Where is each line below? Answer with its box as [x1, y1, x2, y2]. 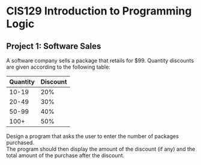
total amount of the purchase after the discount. [6, 152, 125, 159]
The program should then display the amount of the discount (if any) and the [6, 146, 196, 152]
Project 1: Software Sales [6, 41, 101, 51]
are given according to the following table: [6, 63, 111, 70]
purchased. [6, 139, 35, 146]
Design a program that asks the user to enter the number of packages [6, 132, 179, 140]
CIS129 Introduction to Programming [6, 4, 192, 18]
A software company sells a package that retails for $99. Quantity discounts [6, 57, 194, 64]
